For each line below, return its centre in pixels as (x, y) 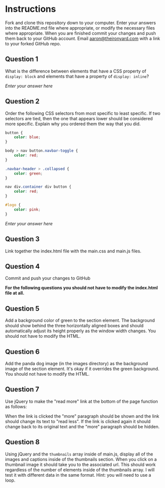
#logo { (13, 205)
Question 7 (22, 390)
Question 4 (23, 266)
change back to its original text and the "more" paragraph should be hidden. (82, 426)
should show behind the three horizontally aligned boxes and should (74, 326)
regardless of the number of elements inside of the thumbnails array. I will (80, 470)
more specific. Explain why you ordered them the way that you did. (73, 124)
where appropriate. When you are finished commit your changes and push (81, 33)
